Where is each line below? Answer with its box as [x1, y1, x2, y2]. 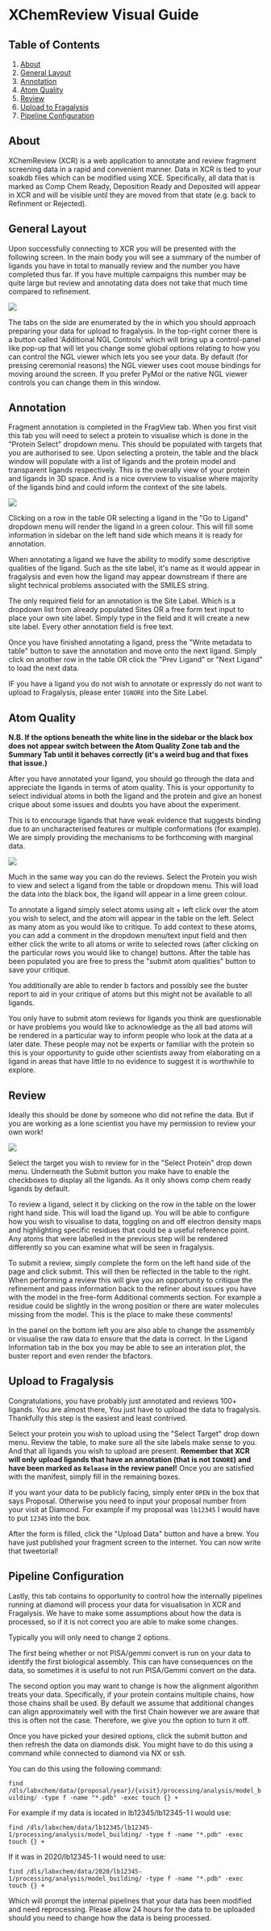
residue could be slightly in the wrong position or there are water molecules [8, 1301, 260, 1311]
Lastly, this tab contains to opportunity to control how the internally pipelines [8, 1591, 263, 1600]
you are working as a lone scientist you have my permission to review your [8, 1118, 256, 1129]
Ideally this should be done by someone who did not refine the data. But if [8, 1110, 254, 1120]
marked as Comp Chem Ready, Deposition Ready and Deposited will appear [8, 181, 261, 191]
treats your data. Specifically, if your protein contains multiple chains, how [8, 1689, 255, 1699]
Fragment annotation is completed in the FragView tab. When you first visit [8, 422, 256, 432]
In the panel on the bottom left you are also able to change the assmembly [8, 1325, 256, 1335]
